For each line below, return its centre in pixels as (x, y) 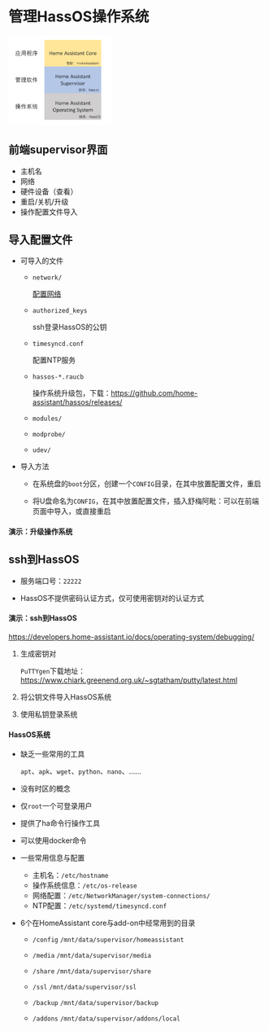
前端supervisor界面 (58, 150)
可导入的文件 (41, 261)
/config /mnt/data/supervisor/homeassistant (108, 940)
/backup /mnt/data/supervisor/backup (95, 1003)
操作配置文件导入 (49, 212)
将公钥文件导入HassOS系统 (66, 697)
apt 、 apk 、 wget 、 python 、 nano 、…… (81, 771)
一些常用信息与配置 (52, 858)
